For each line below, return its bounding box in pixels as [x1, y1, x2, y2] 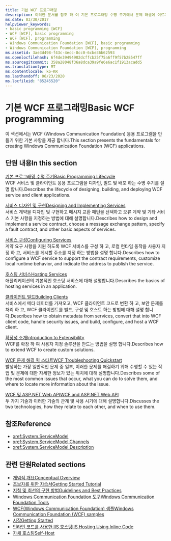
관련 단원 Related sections [5, 460, 86, 469]
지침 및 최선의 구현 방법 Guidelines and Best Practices [12, 488, 122, 494]
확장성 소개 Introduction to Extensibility [5, 334, 85, 340]
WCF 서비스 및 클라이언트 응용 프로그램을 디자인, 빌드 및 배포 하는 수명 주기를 [5, 179, 159, 186]
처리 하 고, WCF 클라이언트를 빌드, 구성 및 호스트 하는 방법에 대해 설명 [5, 306, 144, 312]
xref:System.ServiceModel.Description [12, 444, 94, 450]
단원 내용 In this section [5, 159, 77, 168]
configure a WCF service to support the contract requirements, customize [5, 255, 160, 261]
